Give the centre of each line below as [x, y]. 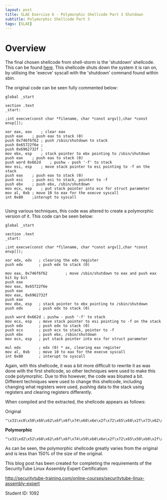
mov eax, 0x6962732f [27, 295]
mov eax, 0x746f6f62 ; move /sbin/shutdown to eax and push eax [81, 273]
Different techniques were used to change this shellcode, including [74, 382]
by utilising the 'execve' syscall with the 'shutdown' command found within [82, 73]
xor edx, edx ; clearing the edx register [52, 260]
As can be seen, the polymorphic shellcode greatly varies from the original [82, 448]
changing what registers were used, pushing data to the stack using [75, 387]
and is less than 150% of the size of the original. [54, 454]
